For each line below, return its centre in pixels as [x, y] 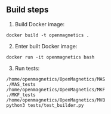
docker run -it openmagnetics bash [50, 57]
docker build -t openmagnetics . [48, 35]
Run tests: [27, 68]
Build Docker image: [40, 24]
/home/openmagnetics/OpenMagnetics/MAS [56, 79]
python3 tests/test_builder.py [45, 105]
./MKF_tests [21, 95]
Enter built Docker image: [46, 46]
